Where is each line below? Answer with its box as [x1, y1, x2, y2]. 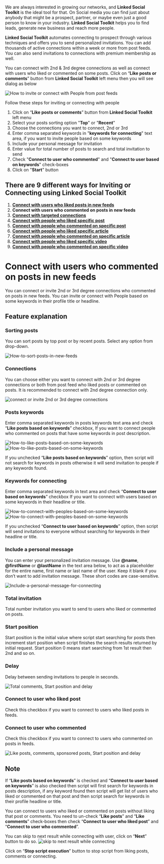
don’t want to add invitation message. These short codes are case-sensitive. [5, 573, 160, 579]
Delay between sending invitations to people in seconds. [5, 674, 119, 679]
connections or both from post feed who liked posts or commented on [5, 381, 147, 388]
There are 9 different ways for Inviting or [5, 181, 131, 189]
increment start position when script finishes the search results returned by [5, 640, 157, 646]
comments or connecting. [5, 853, 57, 859]
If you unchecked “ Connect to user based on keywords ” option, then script [5, 524, 158, 529]
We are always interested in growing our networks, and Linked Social [5, 4, 145, 10]
